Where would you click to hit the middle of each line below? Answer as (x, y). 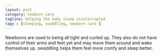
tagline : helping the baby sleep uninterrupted (55, 19)
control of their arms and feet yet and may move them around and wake (79, 43)
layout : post (19, 10)
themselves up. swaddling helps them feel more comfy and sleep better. (79, 48)
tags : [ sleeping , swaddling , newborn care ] (53, 24)
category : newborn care (30, 14)
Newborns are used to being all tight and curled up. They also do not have (81, 38)
